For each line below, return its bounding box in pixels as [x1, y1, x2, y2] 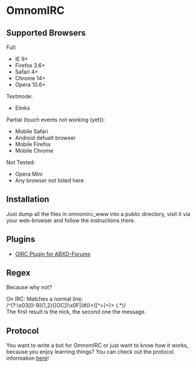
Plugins [6, 234, 36, 244]
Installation [6, 194, 49, 205]
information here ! [6, 354, 49, 362]
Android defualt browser [14, 134, 76, 141]
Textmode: [6, 93, 33, 100]
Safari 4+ [14, 68, 39, 75]
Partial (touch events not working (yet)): [6, 116, 106, 123]
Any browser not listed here [14, 177, 84, 184]
